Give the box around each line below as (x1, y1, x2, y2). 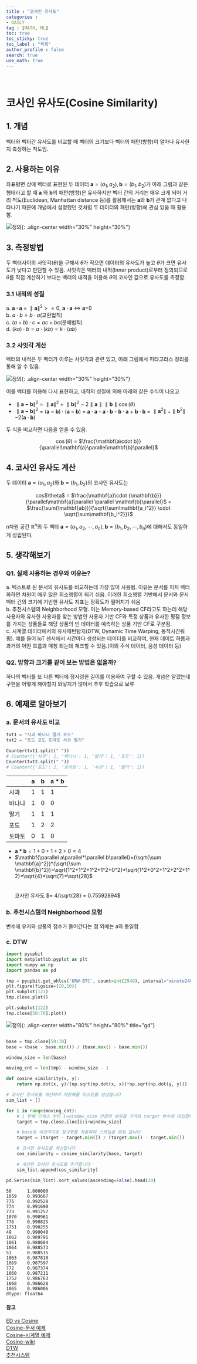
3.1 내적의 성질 (6, 290, 45, 298)
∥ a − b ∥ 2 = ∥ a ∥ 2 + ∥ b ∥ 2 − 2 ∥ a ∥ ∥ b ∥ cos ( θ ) (16, 400, 136, 408)
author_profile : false (6, 47, 64, 53)
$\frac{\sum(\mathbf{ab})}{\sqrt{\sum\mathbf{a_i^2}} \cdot (26, 505, 171, 512)
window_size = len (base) (6, 1054, 67, 1061)
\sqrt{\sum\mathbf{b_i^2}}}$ (64, 511, 133, 518)
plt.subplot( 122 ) (6, 1005, 49, 1011)
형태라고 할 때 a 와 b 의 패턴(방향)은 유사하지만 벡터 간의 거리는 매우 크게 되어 (6, 189, 182, 197)
